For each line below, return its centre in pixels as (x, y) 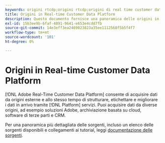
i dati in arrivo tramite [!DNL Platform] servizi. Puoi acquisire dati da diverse (81, 105)
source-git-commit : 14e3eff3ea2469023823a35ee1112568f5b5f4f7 (70, 28)
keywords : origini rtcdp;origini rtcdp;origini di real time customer (79, 10)
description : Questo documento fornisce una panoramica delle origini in (82, 19)
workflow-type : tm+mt (27, 32)
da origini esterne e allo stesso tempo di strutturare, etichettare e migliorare (82, 99)
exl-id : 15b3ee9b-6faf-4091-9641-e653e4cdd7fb (54, 23)
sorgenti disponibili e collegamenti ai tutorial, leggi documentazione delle (79, 130)
